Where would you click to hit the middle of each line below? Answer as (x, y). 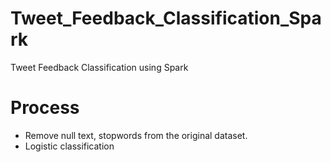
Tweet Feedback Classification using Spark (99, 67)
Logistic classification (69, 146)
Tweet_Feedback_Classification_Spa (166, 18)
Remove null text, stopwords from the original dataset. (136, 135)
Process (45, 108)
